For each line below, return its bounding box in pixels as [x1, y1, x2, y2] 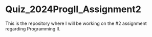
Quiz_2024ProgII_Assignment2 [5, 4, 142, 15]
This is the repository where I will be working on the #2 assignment [5, 20, 147, 26]
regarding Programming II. [5, 25, 60, 31]
